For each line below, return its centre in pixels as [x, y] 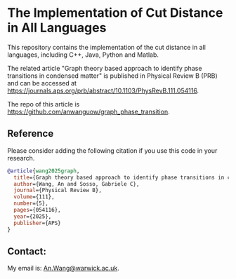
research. [21, 158]
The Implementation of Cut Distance [115, 13]
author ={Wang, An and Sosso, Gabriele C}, [77, 184]
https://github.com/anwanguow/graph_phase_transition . [88, 111]
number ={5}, [31, 204]
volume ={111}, [34, 197]
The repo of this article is [44, 104]
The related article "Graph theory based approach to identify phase [105, 68]
